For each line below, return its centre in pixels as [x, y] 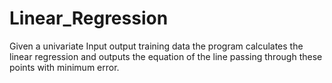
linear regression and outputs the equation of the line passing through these [166, 56]
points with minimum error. [64, 67]
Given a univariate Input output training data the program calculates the [156, 46]
